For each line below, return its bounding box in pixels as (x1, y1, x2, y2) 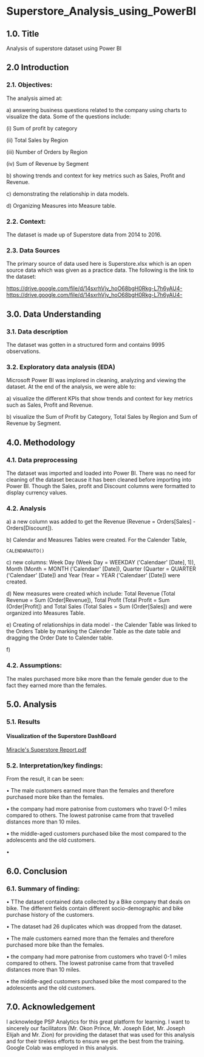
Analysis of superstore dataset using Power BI (6, 44, 122, 52)
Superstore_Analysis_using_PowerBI (6, 4, 196, 18)
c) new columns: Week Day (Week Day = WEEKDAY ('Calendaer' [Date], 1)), (6, 559, 195, 566)
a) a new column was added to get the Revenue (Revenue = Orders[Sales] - (6, 518, 196, 525)
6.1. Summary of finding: (6, 884, 80, 892)
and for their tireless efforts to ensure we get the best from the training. (6, 1037, 185, 1045)
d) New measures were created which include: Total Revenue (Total (6, 590, 175, 597)
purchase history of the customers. (6, 911, 94, 919)
